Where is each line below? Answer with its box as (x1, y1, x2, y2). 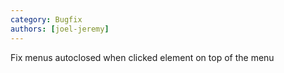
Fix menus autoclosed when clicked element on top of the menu (10, 51, 275, 63)
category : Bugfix (10, 14, 83, 25)
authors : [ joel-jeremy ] (10, 24, 110, 34)
